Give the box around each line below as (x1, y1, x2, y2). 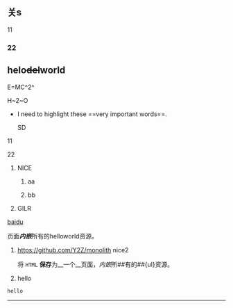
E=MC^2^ (7, 83, 35, 91)
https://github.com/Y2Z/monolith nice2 (17, 245, 129, 254)
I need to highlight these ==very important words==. (17, 110, 168, 118)
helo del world (7, 65, 66, 76)
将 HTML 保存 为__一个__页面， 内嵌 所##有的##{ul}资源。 (17, 260, 173, 268)
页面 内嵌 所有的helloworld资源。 (7, 232, 98, 240)
